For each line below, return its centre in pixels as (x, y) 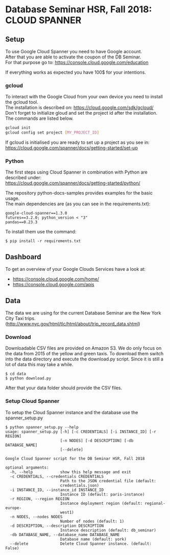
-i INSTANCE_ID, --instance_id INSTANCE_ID (57, 490)
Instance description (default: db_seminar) (108, 530)
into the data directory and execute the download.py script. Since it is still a (84, 359)
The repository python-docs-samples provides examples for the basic (79, 193)
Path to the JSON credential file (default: (108, 481)
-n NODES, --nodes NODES (36, 517)
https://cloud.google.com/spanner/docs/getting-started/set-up (71, 148)
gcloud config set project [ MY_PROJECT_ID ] (52, 133)
